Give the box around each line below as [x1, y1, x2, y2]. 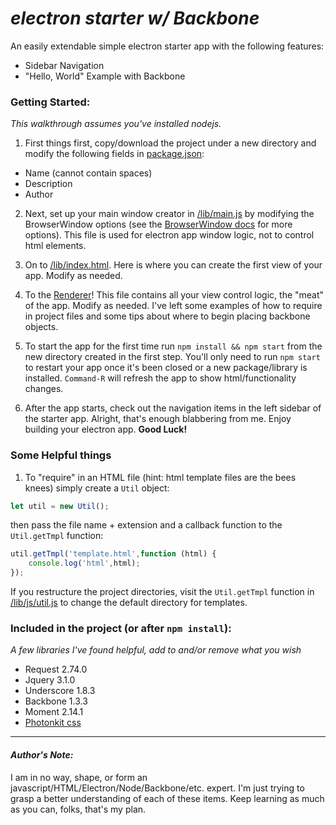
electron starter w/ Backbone [10, 7, 260, 30]
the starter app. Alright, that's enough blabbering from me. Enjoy [24, 413, 292, 425]
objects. [24, 321, 59, 333]
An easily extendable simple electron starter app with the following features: [10, 40, 325, 52]
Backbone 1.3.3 [24, 695, 88, 707]
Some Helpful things [10, 448, 112, 462]
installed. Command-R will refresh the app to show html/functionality [24, 372, 297, 384]
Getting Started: [10, 95, 91, 109]
